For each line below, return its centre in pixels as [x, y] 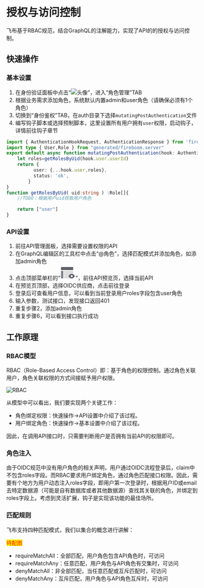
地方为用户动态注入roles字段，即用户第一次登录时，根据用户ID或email [110, 483]
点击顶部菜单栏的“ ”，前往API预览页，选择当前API [84, 278]
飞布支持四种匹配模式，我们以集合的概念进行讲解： [70, 530]
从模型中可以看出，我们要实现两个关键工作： [62, 403]
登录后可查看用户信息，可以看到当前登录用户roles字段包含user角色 [99, 293]
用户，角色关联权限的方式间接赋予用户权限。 [62, 378]
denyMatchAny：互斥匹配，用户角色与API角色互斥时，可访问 [91, 578]
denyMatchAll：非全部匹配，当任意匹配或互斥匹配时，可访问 [91, 571]
